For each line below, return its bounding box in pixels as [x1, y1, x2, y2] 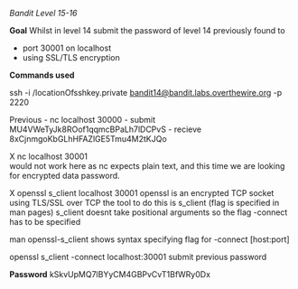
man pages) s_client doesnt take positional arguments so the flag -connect [9, 207, 288, 218]
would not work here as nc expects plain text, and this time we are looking [9, 161, 285, 171]
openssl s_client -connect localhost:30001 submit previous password [9, 252, 267, 262]
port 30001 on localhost [22, 42, 111, 53]
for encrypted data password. [9, 171, 120, 181]
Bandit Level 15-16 [9, 8, 79, 18]
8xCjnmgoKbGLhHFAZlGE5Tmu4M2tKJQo [9, 134, 167, 144]
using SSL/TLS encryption [22, 52, 120, 62]
